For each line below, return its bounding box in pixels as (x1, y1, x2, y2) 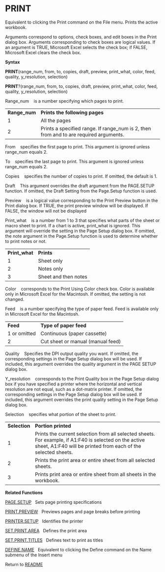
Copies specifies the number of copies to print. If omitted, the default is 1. (5, 173, 158, 179)
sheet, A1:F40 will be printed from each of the (35, 442, 141, 449)
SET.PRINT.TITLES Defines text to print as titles (5, 537, 103, 543)
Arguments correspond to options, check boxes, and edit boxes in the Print (5, 34, 157, 40)
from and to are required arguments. (41, 131, 124, 138)
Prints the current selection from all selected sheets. (35, 430, 156, 437)
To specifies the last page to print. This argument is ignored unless (5, 158, 144, 164)
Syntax (5, 59, 20, 65)
